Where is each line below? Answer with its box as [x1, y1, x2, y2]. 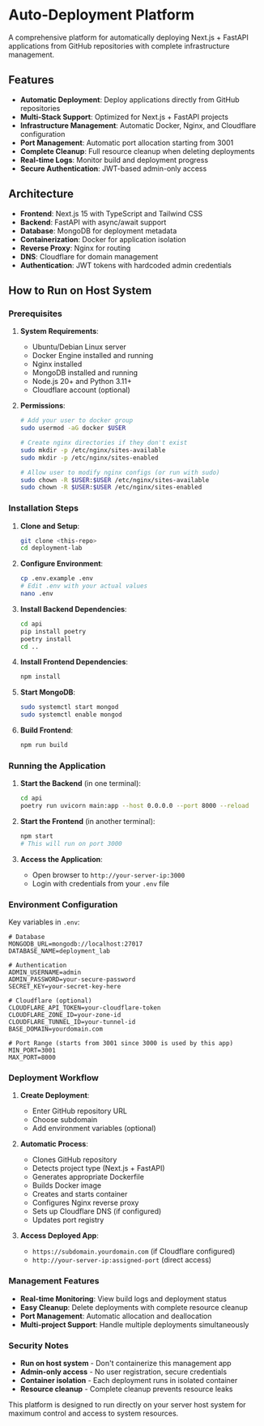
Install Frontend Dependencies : [19, 657, 128, 667]
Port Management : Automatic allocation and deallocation [19, 1311, 212, 1321]
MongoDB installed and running [32, 368, 138, 378]
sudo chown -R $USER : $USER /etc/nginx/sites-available [19, 476, 210, 484]
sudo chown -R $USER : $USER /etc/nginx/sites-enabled [19, 484, 202, 492]
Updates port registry [32, 1215, 104, 1225]
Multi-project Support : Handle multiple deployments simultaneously [19, 1319, 249, 1330]
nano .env [19, 590, 54, 598]
